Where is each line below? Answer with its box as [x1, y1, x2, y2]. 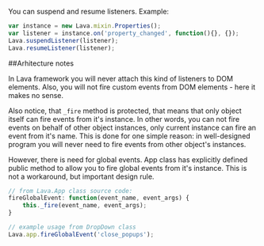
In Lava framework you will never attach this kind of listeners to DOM [8, 74, 234, 83]
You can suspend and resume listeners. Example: [8, 7, 169, 16]
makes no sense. [8, 90, 63, 100]
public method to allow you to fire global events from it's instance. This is [8, 163, 247, 172]
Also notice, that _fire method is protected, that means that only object [8, 106, 242, 115]
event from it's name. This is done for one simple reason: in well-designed [8, 131, 251, 141]
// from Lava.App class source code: [8, 187, 133, 195]
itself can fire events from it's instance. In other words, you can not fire [8, 114, 240, 123]
